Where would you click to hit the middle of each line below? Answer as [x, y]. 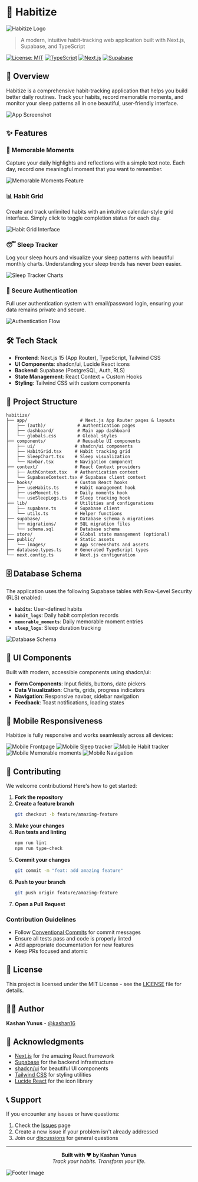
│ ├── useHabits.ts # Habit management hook [71, 488]
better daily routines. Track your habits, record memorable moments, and [95, 96]
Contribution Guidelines [41, 919]
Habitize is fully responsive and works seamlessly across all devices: [90, 735]
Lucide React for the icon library [54, 1081]
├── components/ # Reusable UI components [74, 441]
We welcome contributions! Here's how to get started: [72, 786]
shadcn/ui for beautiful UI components [62, 1068]
